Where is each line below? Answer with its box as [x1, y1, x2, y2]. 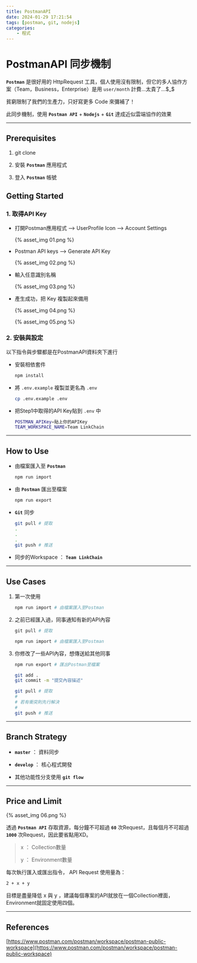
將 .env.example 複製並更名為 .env [14, 384, 98, 391]
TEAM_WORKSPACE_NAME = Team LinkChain [14, 424, 104, 430]
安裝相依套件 [14, 361, 46, 368]
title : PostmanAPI [6, 8, 51, 15]
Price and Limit [6, 796, 62, 806]
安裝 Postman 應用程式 [14, 161, 67, 168]
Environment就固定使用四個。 [6, 899, 78, 907]
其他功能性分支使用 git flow [14, 773, 84, 780]
